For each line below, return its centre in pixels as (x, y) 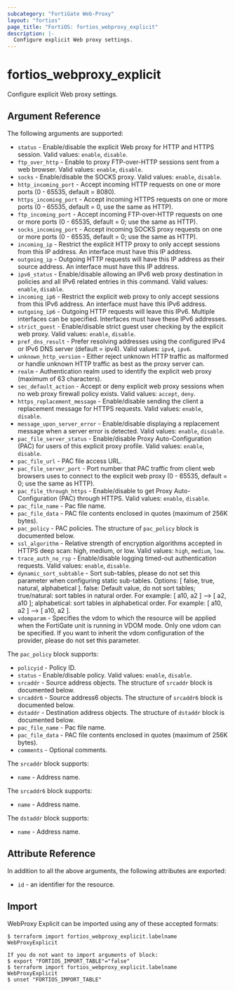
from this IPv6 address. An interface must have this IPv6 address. (112, 304)
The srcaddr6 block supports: (50, 791)
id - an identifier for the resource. (66, 884)
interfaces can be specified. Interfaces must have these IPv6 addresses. (122, 319)
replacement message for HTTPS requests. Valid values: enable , (110, 408)
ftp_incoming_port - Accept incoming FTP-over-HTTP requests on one (120, 214)
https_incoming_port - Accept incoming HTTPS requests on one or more (122, 199)
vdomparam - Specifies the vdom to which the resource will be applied (116, 618)
